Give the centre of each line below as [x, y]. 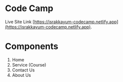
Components [32, 47]
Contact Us [23, 70]
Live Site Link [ [20, 22]
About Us [22, 75]
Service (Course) [29, 65]
